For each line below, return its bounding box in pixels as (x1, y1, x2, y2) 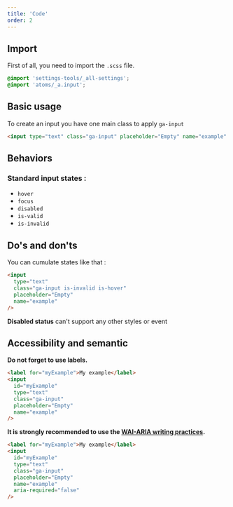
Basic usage (7, 101, 62, 113)
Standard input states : (7, 173, 87, 183)
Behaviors (7, 152, 52, 165)
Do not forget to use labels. (7, 356, 88, 365)
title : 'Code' (7, 10, 49, 18)
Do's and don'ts (7, 239, 78, 251)
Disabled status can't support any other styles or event (7, 317, 168, 325)
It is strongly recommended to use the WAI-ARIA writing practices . (7, 428, 206, 436)
